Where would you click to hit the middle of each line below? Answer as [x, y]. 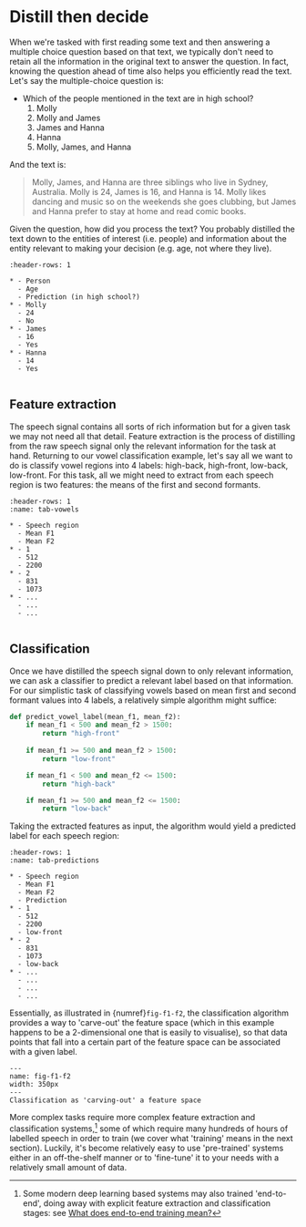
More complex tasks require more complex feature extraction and [133, 1118]
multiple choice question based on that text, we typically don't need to [142, 51]
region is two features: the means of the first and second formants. [135, 484]
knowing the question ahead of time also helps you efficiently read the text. [151, 71]
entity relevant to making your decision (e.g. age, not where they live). [141, 248]
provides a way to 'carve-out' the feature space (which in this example [142, 1023]
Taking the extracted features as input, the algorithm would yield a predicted [153, 826]
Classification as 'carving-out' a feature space [106, 1100]
